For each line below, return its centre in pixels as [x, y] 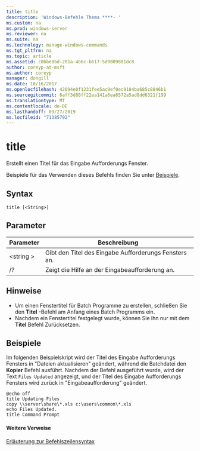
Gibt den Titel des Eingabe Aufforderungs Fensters [116, 253]
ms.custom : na [24, 23]
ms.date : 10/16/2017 [32, 84]
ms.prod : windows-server [37, 28]
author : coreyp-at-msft [36, 67]
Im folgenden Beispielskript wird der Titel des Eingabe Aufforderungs [91, 358]
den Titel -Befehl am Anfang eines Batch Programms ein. [85, 312]
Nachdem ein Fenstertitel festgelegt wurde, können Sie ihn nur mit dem [102, 318]
